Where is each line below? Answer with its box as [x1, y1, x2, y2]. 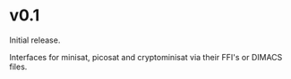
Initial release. [9, 35, 61, 45]
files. [9, 61, 28, 72]
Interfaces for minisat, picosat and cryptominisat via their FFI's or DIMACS [9, 51, 283, 62]
